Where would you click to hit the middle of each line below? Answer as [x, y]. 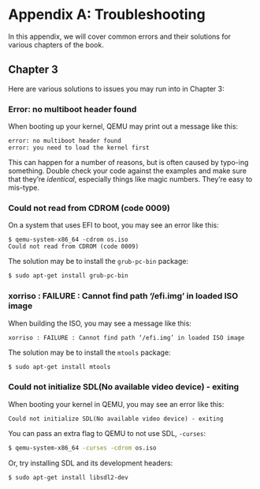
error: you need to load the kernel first [79, 148]
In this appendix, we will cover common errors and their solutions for [119, 36]
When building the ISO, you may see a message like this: [100, 323]
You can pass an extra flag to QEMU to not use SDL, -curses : [107, 433]
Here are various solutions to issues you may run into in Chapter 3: [116, 88]
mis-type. [24, 188]
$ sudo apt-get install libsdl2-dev [68, 477]
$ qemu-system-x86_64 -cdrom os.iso [68, 240]
